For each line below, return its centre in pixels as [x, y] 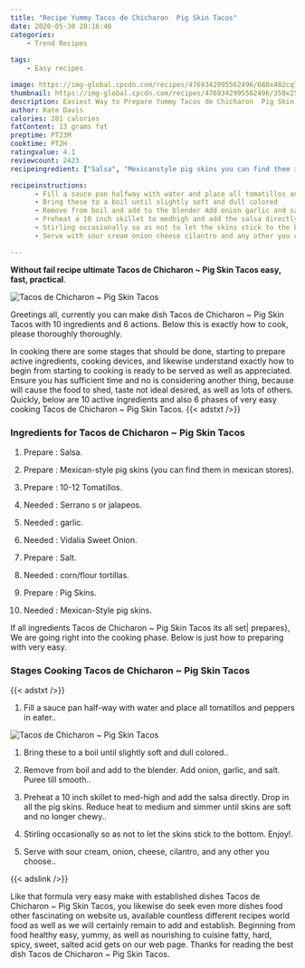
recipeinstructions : [49, 185]
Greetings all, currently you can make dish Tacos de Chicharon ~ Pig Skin [147, 315]
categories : [33, 34]
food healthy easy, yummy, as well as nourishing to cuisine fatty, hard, [141, 935]
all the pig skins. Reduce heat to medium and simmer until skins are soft [157, 807]
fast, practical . [38, 279]
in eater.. [40, 718]
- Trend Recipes [57, 43]
